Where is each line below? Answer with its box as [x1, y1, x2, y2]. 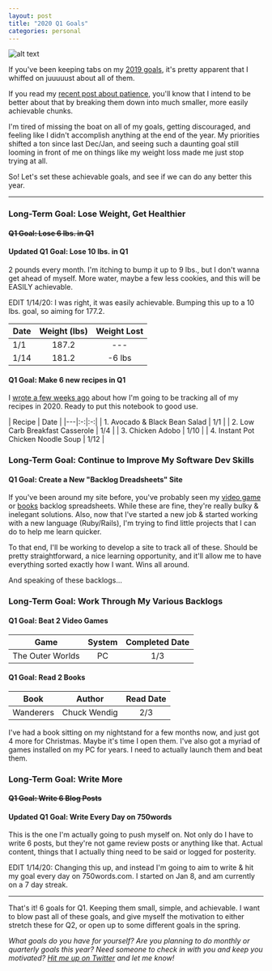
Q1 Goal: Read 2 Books [8, 672, 86, 682]
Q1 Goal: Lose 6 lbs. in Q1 [8, 228, 95, 238]
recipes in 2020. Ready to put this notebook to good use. [8, 401, 198, 411]
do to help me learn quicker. [8, 527, 102, 536]
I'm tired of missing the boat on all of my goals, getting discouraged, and [8, 122, 251, 132]
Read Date [125, 693, 167, 704]
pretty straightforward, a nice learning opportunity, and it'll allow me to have [8, 551, 261, 561]
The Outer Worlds [12, 650, 80, 661]
